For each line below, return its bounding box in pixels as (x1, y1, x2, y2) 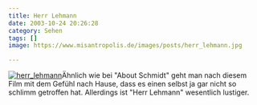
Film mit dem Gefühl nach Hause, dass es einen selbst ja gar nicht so (8, 79, 237, 89)
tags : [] (8, 34, 38, 42)
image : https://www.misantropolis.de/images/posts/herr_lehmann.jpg (8, 42, 243, 50)
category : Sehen (8, 26, 63, 34)
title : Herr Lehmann (8, 11, 78, 20)
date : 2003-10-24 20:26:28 (8, 19, 99, 27)
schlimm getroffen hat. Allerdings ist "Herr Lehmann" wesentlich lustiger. (8, 87, 250, 97)
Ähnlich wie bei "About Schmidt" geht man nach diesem (61, 71, 247, 80)
